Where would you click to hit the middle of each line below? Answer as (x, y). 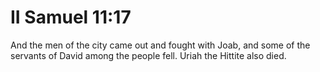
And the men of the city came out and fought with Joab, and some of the (160, 45)
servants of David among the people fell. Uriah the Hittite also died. (148, 55)
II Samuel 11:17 (71, 17)
